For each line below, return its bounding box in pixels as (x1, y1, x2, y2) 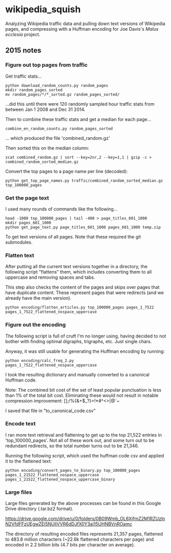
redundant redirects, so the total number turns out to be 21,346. (5, 443, 139, 449)
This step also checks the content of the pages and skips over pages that (5, 284, 160, 291)
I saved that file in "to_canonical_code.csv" (5, 407, 96, 414)
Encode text (5, 420, 36, 427)
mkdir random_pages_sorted (5, 87, 63, 92)
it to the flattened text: (5, 458, 52, 464)
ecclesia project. (5, 31, 41, 37)
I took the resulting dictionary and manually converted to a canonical (5, 371, 150, 377)
